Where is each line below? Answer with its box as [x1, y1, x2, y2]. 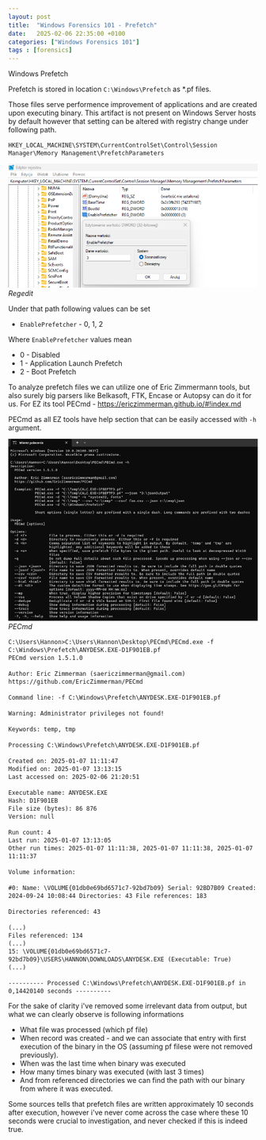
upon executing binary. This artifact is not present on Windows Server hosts [8, 108, 256, 118]
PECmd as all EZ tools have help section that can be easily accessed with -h [8, 415, 257, 424]
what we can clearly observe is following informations [8, 1010, 184, 1019]
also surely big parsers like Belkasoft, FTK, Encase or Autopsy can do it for [8, 391, 252, 401]
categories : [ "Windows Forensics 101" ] [8, 38, 140, 46]
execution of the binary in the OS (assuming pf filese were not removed [19, 1042, 253, 1051]
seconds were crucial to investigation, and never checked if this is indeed [8, 1116, 248, 1126]
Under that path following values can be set [8, 304, 150, 313]
